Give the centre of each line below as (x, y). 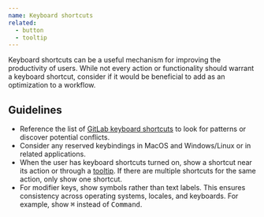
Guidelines (35, 110)
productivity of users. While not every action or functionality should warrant (131, 69)
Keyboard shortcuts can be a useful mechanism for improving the (115, 60)
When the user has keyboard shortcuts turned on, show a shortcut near (136, 163)
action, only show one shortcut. (71, 179)
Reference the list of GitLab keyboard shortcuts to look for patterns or (133, 129)
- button (30, 30)
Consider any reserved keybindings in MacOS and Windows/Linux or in (135, 146)
